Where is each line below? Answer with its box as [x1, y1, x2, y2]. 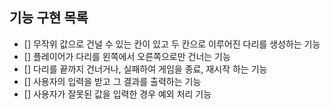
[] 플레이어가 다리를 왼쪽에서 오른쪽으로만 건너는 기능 [23, 50, 231, 62]
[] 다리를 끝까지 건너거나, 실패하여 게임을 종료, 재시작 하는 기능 [23, 63, 268, 75]
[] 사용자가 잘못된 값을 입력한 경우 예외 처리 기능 [23, 88, 212, 100]
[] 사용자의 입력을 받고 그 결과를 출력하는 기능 [23, 75, 202, 87]
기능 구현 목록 [9, 9, 89, 27]
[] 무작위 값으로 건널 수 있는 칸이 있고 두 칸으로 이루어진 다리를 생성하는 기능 [23, 38, 321, 50]
